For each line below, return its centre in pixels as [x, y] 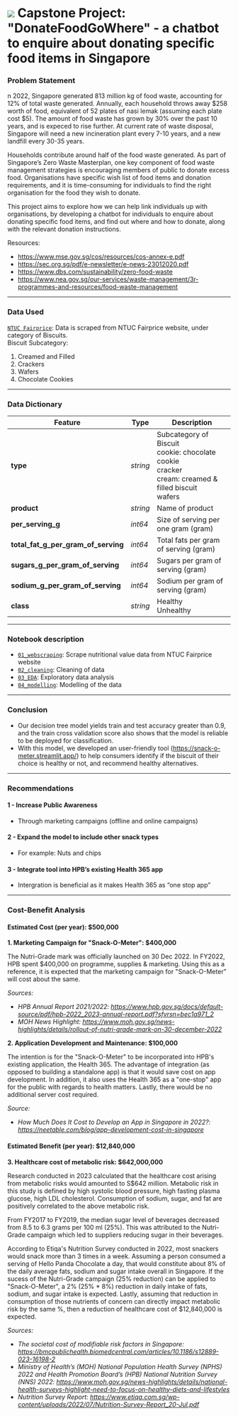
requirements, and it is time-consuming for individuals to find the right [109, 185]
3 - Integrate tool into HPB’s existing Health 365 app [85, 869]
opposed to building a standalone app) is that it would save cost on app [112, 1072]
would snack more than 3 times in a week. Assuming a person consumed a [117, 1256]
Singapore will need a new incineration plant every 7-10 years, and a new [114, 134]
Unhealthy [174, 610]
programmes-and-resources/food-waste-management [98, 287]
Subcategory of [183, 435]
